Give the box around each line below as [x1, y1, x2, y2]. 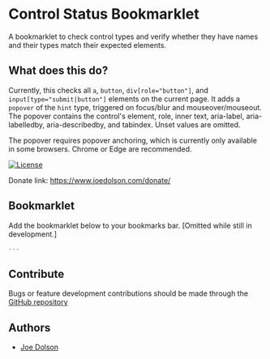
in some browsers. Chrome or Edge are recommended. [8, 143, 192, 154]
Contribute [8, 267, 65, 280]
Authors [8, 321, 51, 335]
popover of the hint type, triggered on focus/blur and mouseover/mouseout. [8, 102, 262, 112]
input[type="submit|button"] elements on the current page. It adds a [8, 94, 241, 104]
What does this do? [8, 64, 109, 78]
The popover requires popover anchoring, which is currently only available [8, 135, 258, 145]
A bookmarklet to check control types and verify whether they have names [8, 32, 259, 41]
